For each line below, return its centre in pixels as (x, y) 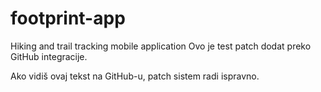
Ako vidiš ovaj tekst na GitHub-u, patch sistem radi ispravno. (135, 76)
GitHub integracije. (49, 56)
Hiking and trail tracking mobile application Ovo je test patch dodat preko (161, 46)
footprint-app (68, 18)
